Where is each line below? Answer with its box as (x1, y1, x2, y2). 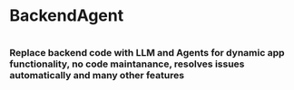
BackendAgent (9, 5, 124, 26)
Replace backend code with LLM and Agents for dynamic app (9, 47, 285, 59)
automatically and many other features (9, 69, 184, 82)
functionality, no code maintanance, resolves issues (9, 58, 245, 70)
